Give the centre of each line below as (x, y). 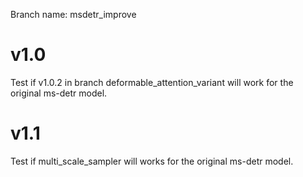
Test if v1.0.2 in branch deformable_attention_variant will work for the (152, 82)
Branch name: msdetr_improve (73, 14)
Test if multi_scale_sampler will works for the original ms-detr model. (152, 161)
